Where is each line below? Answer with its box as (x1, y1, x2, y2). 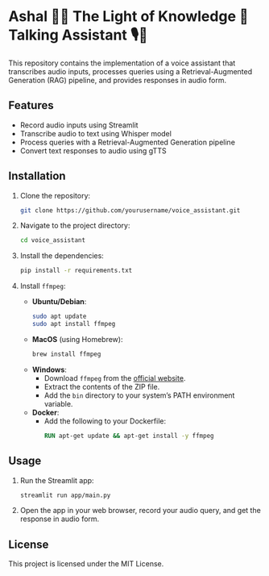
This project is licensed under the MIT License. (8, 559, 164, 569)
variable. (43, 399, 73, 408)
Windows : (31, 365, 67, 374)
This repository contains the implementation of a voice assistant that (8, 58, 236, 68)
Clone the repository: (19, 190, 91, 200)
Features (8, 98, 54, 112)
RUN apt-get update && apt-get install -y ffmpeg (43, 432, 214, 440)
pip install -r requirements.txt (19, 266, 133, 275)
